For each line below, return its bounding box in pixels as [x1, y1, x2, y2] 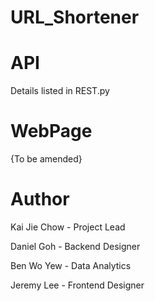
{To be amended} [10, 153, 83, 165]
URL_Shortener [10, 6, 140, 29]
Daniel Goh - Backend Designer [10, 241, 141, 252]
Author [10, 188, 70, 211]
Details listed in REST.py [10, 85, 110, 97]
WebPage [10, 120, 93, 143]
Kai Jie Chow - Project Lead [10, 221, 126, 233]
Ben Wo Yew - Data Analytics [10, 260, 132, 271]
